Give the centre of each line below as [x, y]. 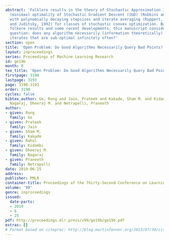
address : [14, 174]
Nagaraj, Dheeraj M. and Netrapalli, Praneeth [59, 104]
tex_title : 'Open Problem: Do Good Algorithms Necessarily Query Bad [80, 71]
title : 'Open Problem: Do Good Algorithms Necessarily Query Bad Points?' [85, 47]
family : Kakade [26, 136]
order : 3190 [18, 89]
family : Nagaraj [27, 155]
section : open [20, 43]
